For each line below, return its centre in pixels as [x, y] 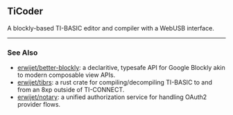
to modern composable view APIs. [66, 75]
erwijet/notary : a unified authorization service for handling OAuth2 [112, 97]
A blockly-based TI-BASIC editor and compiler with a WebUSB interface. [111, 28]
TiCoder [25, 11]
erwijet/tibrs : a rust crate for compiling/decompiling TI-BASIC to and [115, 82]
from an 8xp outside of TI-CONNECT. [71, 90]
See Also [23, 53]
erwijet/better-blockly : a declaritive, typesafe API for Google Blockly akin [121, 68]
